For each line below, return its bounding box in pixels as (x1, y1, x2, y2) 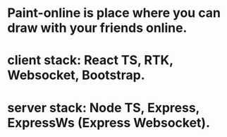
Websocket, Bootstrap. (7, 67, 146, 83)
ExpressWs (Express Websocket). (7, 114, 210, 131)
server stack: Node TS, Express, (7, 100, 200, 116)
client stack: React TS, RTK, (7, 52, 173, 68)
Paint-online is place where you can (7, 5, 221, 21)
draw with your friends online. (7, 20, 188, 36)
